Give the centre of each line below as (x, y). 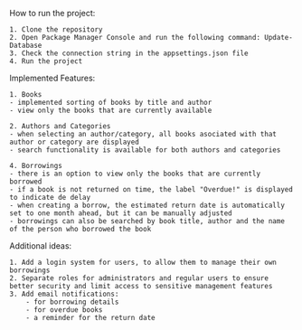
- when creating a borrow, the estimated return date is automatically (147, 205)
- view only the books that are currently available (111, 110)
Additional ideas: (41, 246)
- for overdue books (64, 310)
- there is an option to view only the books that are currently (135, 174)
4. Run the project (46, 61)
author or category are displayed (75, 142)
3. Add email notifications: (64, 294)
